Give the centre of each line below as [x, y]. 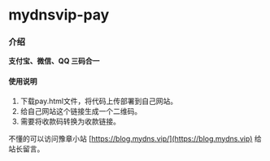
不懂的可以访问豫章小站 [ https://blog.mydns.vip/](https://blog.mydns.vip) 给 [135, 138]
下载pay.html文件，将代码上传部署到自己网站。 [98, 101]
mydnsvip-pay [59, 15]
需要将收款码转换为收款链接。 [70, 121]
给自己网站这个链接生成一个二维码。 [81, 111]
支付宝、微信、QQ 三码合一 [54, 61]
